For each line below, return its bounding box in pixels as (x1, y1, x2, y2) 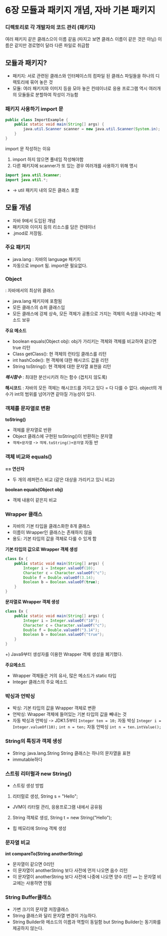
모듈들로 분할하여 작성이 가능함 (18, 91, 79, 98)
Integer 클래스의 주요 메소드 (12, 679, 68, 685)
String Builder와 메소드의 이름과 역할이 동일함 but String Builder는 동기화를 (12, 918, 161, 925)
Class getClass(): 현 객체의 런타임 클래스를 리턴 (12, 351, 107, 357)
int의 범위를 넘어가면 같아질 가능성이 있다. (14, 391, 96, 397)
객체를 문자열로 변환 (5, 405, 51, 412)
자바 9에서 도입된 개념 (12, 217, 56, 224)
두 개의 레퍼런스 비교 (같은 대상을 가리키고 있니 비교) (12, 476, 115, 483)
